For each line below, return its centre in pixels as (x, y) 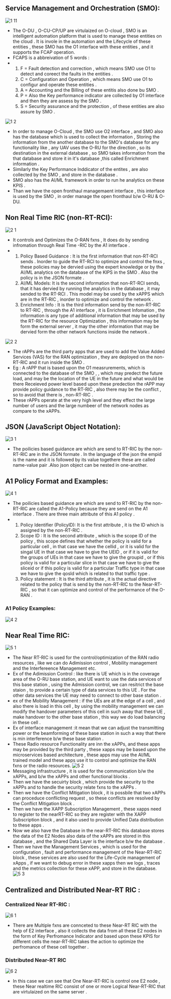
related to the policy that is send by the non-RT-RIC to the (81, 584)
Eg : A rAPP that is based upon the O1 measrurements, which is (79, 367)
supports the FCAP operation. (44, 52)
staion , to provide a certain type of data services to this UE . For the (84, 690)
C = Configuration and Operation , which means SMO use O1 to (87, 79)
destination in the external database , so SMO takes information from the (89, 153)
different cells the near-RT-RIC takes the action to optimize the (78, 941)
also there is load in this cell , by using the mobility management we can (88, 706)
